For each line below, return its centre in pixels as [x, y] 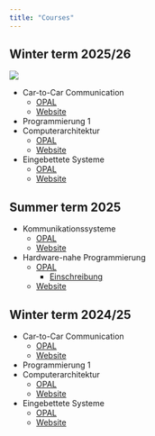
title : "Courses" [42, 18]
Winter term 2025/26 [70, 54]
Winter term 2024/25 [70, 315]
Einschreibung [76, 277]
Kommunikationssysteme [69, 229]
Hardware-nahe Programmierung [84, 258]
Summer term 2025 [65, 207]
